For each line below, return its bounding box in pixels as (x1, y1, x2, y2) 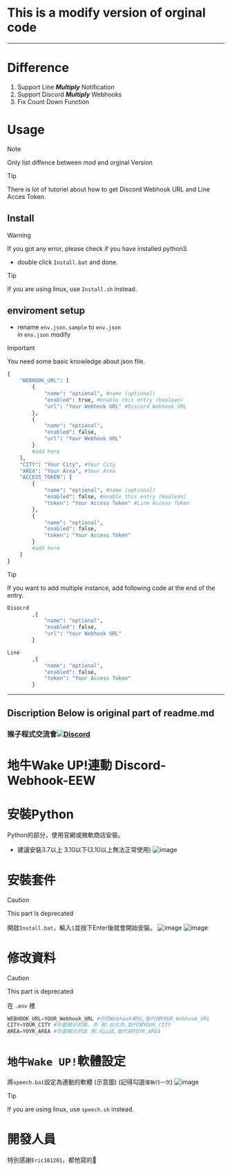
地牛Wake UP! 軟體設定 (7, 1054, 126, 1069)
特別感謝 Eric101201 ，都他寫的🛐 (7, 1156, 97, 1164)
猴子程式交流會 (7, 729, 57, 739)
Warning (7, 231, 31, 239)
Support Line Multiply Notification (17, 83, 115, 91)
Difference (7, 60, 69, 76)
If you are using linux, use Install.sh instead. (7, 284, 137, 293)
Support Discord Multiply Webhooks (17, 90, 122, 98)
